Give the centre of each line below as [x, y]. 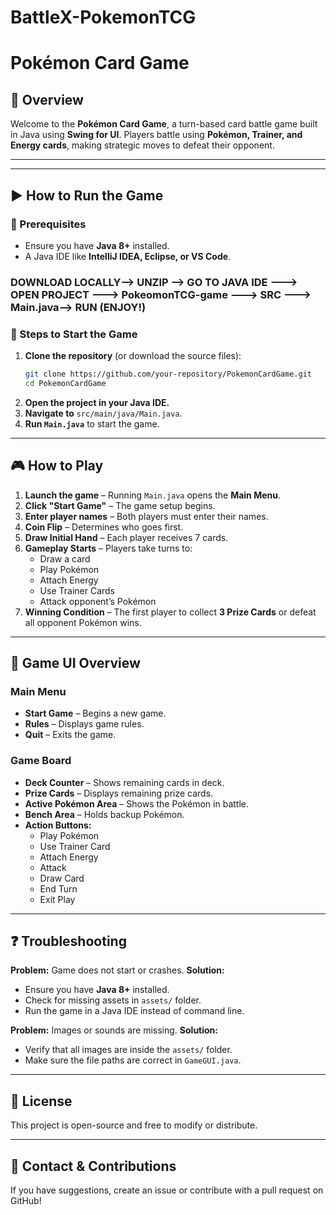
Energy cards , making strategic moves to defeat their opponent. [142, 145]
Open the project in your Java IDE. [97, 402]
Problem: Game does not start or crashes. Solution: [117, 970]
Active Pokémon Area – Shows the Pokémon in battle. [136, 803]
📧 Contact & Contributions [93, 1166]
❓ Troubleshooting [68, 941]
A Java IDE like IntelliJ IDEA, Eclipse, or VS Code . [128, 256]
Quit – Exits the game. [70, 735]
